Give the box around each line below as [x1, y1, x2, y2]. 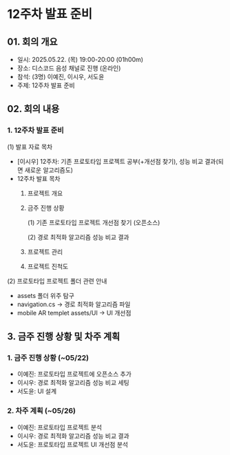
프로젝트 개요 [27, 189, 63, 197]
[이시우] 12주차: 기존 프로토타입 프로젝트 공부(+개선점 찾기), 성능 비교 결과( [17, 157, 218, 165]
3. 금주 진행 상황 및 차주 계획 [7, 331, 121, 343]
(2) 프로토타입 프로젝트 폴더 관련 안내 [7, 277, 107, 285]
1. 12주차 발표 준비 [7, 125, 64, 135]
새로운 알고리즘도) [24, 166, 74, 174]
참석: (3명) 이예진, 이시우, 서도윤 [17, 73, 105, 81]
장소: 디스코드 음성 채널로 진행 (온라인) [17, 64, 121, 72]
